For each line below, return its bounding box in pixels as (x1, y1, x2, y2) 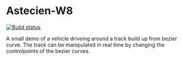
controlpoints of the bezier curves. (6, 47, 90, 54)
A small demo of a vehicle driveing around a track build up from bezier (6, 35, 178, 42)
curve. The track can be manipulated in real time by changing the (6, 41, 165, 48)
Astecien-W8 (6, 4, 73, 18)
